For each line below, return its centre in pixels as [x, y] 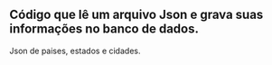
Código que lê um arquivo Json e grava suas [136, 15]
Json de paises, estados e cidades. [75, 51]
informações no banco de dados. [104, 29]
